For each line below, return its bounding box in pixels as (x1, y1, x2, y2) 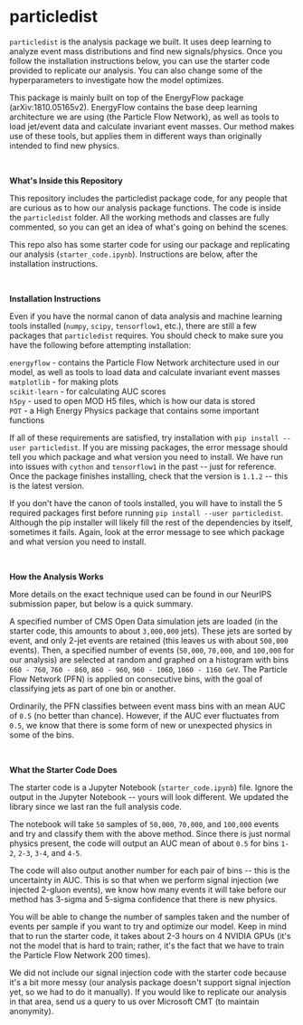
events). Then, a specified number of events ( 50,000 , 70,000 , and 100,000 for (9, 644, 295, 655)
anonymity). (9, 1005, 54, 1016)
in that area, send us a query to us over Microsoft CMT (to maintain (9, 996, 260, 1007)
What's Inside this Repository (9, 174, 124, 186)
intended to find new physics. (9, 140, 120, 151)
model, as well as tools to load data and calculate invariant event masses (9, 366, 280, 377)
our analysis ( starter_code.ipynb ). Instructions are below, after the (9, 249, 258, 259)
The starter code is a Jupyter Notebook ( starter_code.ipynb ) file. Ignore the (9, 782, 294, 793)
